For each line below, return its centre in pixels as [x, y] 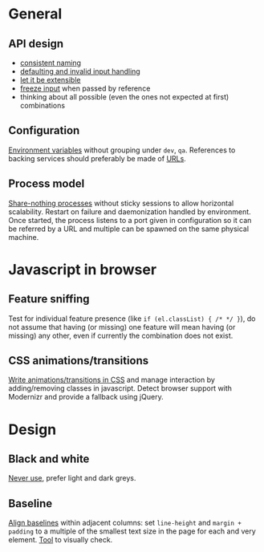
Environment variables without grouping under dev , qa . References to [122, 150]
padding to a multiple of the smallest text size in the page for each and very [132, 531]
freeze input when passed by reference [85, 88]
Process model [47, 184]
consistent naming [51, 63]
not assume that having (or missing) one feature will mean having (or [122, 327]
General [35, 14]
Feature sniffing [49, 299]
